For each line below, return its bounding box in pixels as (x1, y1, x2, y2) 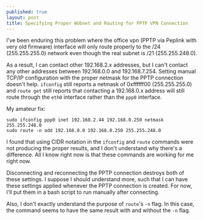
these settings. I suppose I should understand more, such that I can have (6, 176, 188, 183)
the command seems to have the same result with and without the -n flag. (6, 207, 191, 214)
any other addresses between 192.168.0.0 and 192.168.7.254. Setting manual (6, 68, 196, 75)
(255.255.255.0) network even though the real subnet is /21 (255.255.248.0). (6, 50, 198, 57)
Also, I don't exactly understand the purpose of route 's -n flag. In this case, (6, 201, 195, 208)
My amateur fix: (6, 105, 45, 113)
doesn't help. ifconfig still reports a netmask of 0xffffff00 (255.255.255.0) (6, 81, 192, 88)
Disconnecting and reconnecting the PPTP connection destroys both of (6, 169, 185, 176)
